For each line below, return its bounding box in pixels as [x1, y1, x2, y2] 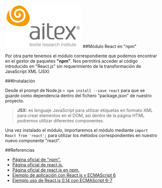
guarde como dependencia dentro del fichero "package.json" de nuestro [5, 93, 152, 98]
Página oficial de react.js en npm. [12, 167, 80, 173]
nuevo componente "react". [5, 138, 61, 143]
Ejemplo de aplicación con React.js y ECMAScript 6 [12, 172, 116, 178]
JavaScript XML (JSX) [5, 69, 50, 74]
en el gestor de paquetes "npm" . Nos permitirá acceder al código [5, 58, 138, 64]
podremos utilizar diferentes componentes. [17, 118, 104, 123]
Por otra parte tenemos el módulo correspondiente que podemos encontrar [5, 53, 158, 59]
